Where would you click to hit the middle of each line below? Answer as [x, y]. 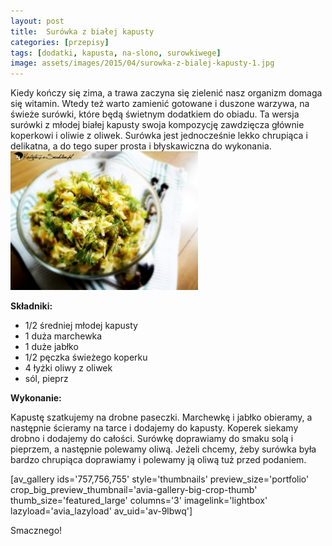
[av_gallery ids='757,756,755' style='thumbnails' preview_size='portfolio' [160, 479]
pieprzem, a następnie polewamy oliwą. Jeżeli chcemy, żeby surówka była [163, 449]
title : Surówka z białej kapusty [82, 31]
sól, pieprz [46, 379]
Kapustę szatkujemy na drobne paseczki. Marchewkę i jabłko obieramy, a [161, 417]
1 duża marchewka [63, 336]
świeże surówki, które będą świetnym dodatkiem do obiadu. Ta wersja [155, 114]
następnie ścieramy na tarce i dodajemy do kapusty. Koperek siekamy [154, 428]
